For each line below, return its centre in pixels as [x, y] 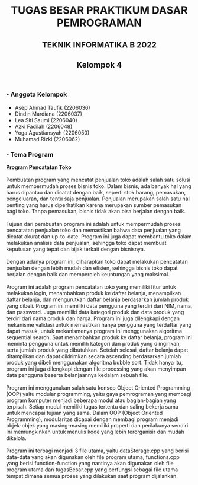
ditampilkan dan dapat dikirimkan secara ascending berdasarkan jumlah [94, 356]
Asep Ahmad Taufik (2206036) [52, 107]
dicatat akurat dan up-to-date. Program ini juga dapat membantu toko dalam [99, 236]
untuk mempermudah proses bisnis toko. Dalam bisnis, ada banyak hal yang [99, 186]
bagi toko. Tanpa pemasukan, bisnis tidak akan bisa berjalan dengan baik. [96, 211]
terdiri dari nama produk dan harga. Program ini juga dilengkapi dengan [93, 318]
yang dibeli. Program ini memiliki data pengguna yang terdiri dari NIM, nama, [99, 305]
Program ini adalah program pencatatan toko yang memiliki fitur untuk [91, 287]
